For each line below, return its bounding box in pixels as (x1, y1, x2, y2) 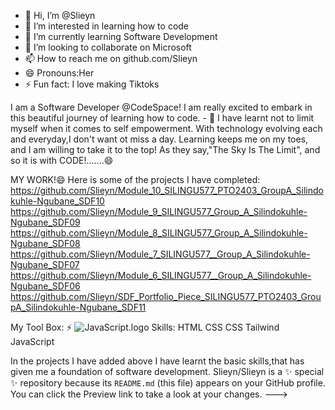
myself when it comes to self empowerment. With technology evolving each (10, 123, 323, 134)
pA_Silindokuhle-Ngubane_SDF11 (10, 301, 147, 313)
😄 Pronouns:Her (24, 67, 95, 79)
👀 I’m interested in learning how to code (24, 20, 190, 32)
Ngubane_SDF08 (10, 238, 81, 249)
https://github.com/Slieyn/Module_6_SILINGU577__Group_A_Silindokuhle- (10, 270, 312, 281)
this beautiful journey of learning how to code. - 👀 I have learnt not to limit (10, 112, 315, 124)
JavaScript (10, 336, 55, 347)
